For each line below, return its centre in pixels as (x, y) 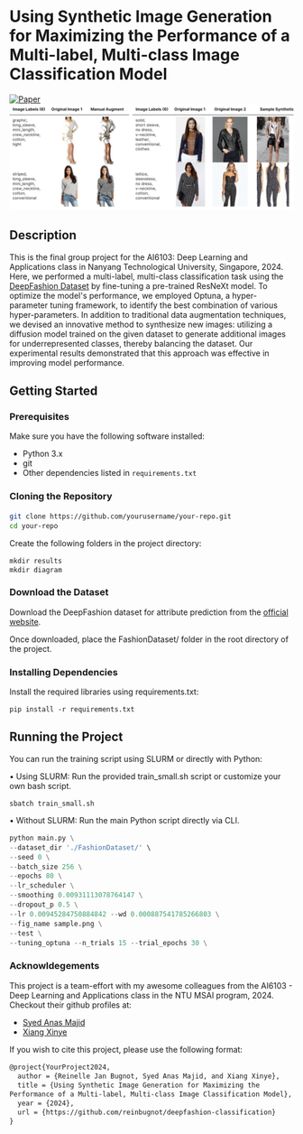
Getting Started (54, 391)
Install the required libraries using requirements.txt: (104, 692)
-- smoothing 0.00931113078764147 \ (76, 896)
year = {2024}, (46, 1103)
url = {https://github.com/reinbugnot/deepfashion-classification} (147, 1112)
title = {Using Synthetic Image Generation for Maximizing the (138, 1085)
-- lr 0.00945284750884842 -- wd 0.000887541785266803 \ (115, 914)
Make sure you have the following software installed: (107, 436)
